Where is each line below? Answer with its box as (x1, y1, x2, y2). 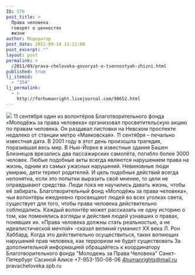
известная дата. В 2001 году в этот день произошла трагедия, (6, 137, 162, 144)
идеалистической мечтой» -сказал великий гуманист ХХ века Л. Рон (6, 225, 180, 232)
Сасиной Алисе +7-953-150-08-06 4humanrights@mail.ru (34, 256, 177, 263)
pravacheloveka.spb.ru (6, 262, 62, 269)
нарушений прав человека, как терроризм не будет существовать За (6, 237, 181, 244)
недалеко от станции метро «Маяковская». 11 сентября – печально (6, 131, 175, 138)
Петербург (6, 256, 33, 263)
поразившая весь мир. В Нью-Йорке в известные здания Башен (6, 144, 169, 151)
